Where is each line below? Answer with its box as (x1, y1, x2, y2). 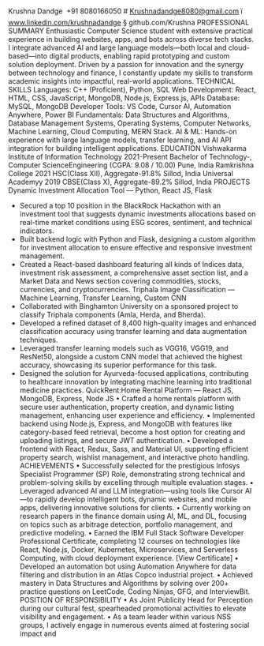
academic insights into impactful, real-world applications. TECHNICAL (8, 77, 236, 85)
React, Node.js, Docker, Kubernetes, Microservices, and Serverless (19, 545, 239, 554)
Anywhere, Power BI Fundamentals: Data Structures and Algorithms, (8, 110, 230, 119)
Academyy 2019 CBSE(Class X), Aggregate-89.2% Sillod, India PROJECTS (8, 177, 251, 186)
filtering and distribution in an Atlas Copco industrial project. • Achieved (19, 570, 254, 579)
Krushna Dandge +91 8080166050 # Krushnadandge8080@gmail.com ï (8, 6, 243, 16)
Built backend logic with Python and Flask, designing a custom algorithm (19, 235, 256, 243)
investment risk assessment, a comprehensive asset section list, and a (19, 268, 248, 277)
